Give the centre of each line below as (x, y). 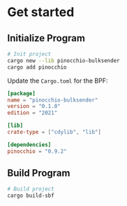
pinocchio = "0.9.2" (37, 151)
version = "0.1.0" (34, 107)
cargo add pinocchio (37, 67)
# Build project (31, 189)
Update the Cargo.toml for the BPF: (58, 81)
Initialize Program (46, 38)
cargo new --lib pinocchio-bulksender (63, 60)
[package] (22, 93)
